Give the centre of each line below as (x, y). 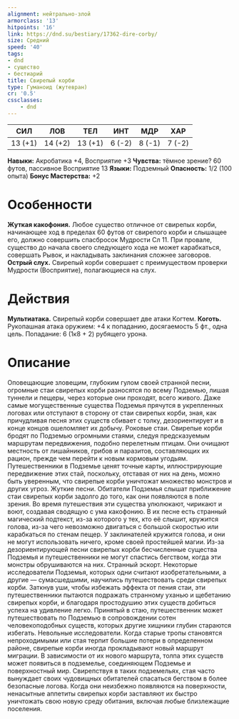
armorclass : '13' (33, 21)
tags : (15, 54)
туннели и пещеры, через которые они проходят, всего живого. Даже (114, 398)
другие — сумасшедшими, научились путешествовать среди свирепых (117, 580)
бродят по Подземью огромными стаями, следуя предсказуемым (109, 436)
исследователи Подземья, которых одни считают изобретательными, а (117, 572)
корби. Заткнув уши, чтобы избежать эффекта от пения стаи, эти (106, 587)
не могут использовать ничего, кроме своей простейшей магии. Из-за (116, 542)
